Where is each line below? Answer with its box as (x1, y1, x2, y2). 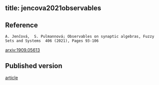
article (5, 75, 18, 81)
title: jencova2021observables (5, 4, 101, 12)
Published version (5, 62, 63, 70)
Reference (5, 21, 38, 29)
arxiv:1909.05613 (5, 47, 40, 53)
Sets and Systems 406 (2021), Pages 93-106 (5, 38, 99, 44)
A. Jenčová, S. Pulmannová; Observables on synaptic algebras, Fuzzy (5, 34, 155, 39)
